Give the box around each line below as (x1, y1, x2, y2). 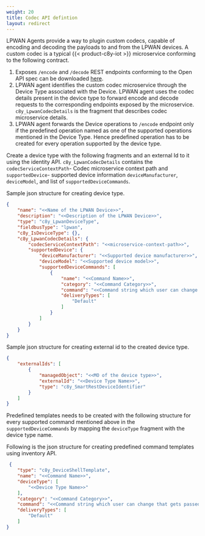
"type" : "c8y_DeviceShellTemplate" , (17, 467, 111, 474)
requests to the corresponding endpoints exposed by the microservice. (15, 101, 194, 108)
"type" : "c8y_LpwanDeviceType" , (17, 218, 99, 225)
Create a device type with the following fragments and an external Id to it (6, 152, 190, 159)
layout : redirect (6, 20, 51, 26)
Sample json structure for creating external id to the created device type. (6, 343, 189, 351)
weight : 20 (6, 9, 34, 15)
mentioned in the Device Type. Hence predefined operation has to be (15, 133, 190, 141)
